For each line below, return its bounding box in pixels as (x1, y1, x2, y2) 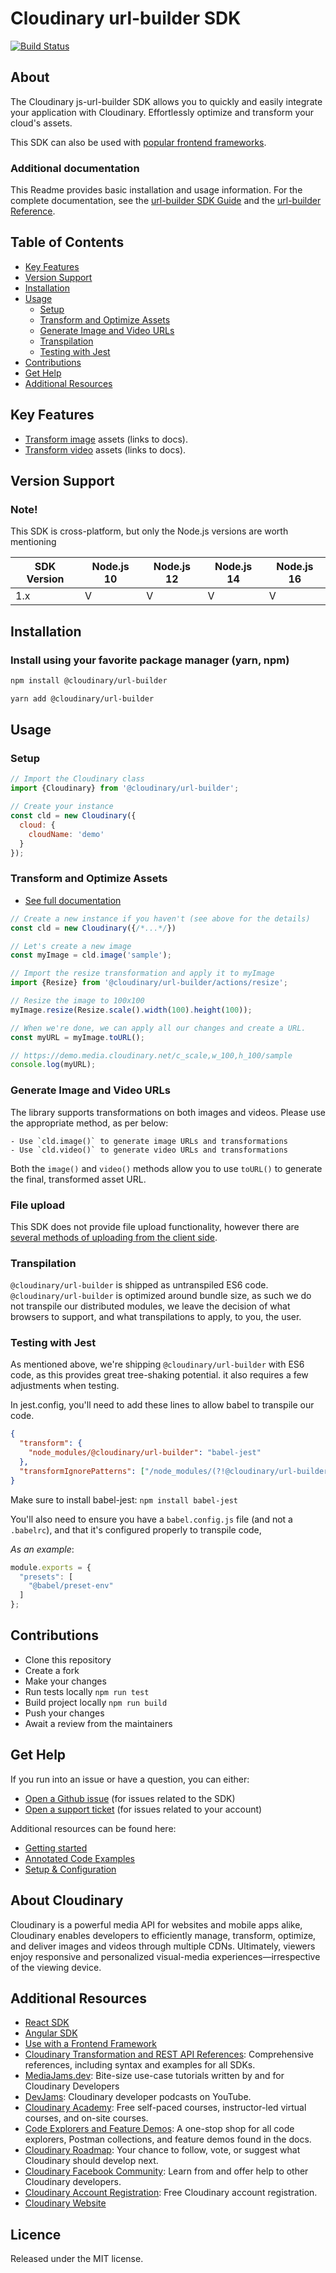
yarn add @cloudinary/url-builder (10, 693, 155, 704)
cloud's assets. (10, 117, 73, 129)
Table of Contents (10, 234, 125, 251)
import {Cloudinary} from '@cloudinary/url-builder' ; (10, 783, 240, 794)
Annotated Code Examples (24, 1852, 136, 1864)
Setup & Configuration (24, 1863, 117, 1875)
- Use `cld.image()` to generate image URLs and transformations (10, 1136, 288, 1146)
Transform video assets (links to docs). (24, 443, 187, 456)
